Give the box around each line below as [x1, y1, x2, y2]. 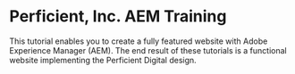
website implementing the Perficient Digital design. [9, 54, 197, 65]
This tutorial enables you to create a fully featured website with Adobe [9, 36, 268, 46]
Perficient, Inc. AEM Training [9, 6, 227, 27]
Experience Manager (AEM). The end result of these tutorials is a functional [9, 45, 288, 55]
